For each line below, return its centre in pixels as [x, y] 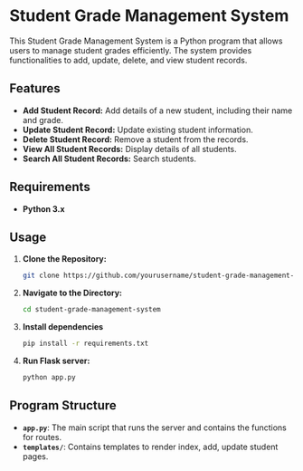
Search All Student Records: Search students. [109, 159]
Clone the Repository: [64, 259]
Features [35, 88]
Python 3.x [43, 208]
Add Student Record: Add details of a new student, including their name [157, 111]
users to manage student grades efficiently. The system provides [131, 50]
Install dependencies [63, 327]
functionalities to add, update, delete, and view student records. [128, 60]
